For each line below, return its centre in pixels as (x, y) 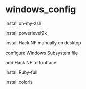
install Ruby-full (21, 72)
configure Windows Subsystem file (42, 53)
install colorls (19, 82)
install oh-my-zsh (24, 23)
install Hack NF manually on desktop (43, 43)
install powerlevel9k (26, 33)
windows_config (41, 9)
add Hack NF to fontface (31, 62)
